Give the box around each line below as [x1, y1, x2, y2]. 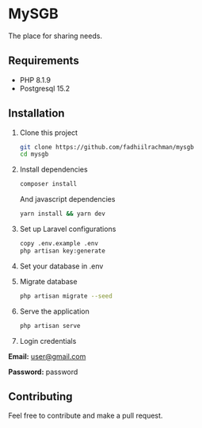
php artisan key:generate [19, 247, 105, 255]
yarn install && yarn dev [19, 210, 105, 218]
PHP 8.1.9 [19, 75, 51, 84]
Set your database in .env [19, 261, 104, 271]
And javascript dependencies [19, 195, 116, 204]
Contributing [8, 390, 73, 403]
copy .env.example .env [19, 240, 99, 248]
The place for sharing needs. [8, 31, 103, 40]
